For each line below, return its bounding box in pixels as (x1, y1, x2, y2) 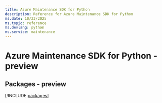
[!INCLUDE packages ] (5, 93, 49, 98)
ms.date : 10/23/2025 (5, 16, 47, 21)
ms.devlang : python (5, 25, 45, 30)
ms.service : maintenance (5, 29, 55, 34)
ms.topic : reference (5, 20, 47, 26)
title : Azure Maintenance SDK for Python (5, 7, 90, 12)
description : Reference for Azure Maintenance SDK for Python (5, 12, 133, 16)
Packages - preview (5, 80, 66, 88)
